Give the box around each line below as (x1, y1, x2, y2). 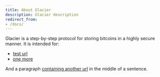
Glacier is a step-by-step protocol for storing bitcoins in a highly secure (5, 35, 155, 42)
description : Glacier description (5, 12, 79, 17)
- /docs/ (5, 21, 24, 27)
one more (12, 56, 33, 62)
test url (12, 51, 28, 57)
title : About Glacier (5, 7, 51, 13)
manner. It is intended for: (5, 41, 60, 47)
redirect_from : (5, 17, 38, 22)
